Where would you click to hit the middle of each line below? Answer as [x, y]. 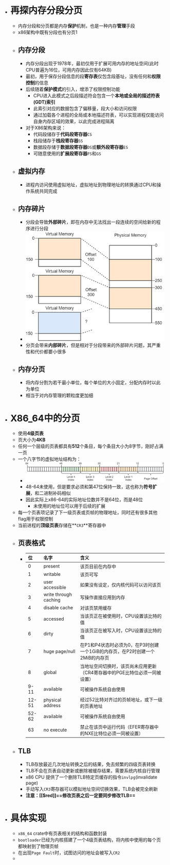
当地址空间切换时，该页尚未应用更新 [118, 666]
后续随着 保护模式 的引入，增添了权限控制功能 [73, 89]
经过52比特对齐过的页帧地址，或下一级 [121, 700]
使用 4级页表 [31, 433]
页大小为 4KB [32, 440]
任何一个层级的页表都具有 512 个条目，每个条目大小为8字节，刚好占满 [90, 446]
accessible [55, 588]
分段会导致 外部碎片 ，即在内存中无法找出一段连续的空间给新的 [91, 222]
